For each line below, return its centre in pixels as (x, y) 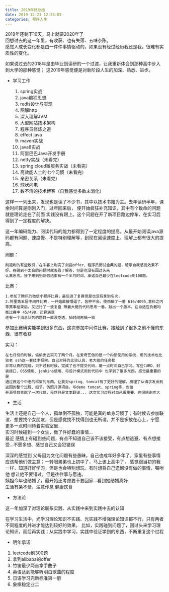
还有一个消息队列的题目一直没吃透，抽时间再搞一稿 (50, 318)
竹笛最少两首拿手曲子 (34, 566)
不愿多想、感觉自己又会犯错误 (44, 445)
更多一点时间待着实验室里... (34, 426)
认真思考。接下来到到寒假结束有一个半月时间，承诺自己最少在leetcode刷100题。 (77, 276)
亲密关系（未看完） (40, 179)
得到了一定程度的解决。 (29, 221)
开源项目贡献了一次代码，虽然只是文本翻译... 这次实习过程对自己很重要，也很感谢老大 (83, 393)
